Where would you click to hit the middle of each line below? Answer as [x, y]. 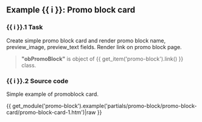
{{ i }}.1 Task [25, 27]
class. [29, 65]
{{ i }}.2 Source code [37, 81]
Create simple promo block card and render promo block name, [86, 40]
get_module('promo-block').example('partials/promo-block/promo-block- [104, 106]
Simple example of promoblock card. [53, 94]
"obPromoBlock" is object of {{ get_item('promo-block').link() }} [102, 59]
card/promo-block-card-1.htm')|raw [51, 112]
